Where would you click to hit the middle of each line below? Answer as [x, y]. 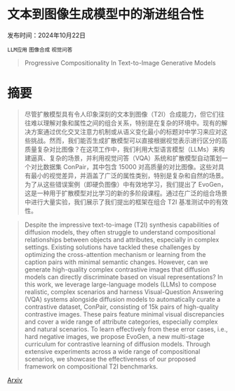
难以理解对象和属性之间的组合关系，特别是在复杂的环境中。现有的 [126, 123]
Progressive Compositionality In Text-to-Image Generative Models [120, 62]
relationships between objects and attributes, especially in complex [122, 239]
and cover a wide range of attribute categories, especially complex [121, 322]
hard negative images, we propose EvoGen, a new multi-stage [114, 336]
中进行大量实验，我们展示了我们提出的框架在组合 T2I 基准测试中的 [120, 201]
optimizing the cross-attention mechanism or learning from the [115, 254]
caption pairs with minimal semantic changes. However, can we [116, 262]
